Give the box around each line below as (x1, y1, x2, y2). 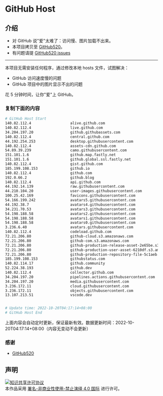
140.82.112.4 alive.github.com (5, 121, 105, 126)
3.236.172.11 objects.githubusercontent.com (5, 288, 133, 293)
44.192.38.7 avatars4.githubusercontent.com (5, 202, 136, 207)
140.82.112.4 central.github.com (5, 134, 110, 139)
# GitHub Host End (5, 310, 42, 315)
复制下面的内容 (5, 105, 40, 111)
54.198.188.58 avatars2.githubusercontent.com (5, 211, 136, 216)
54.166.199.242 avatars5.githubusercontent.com (5, 198, 136, 203)
